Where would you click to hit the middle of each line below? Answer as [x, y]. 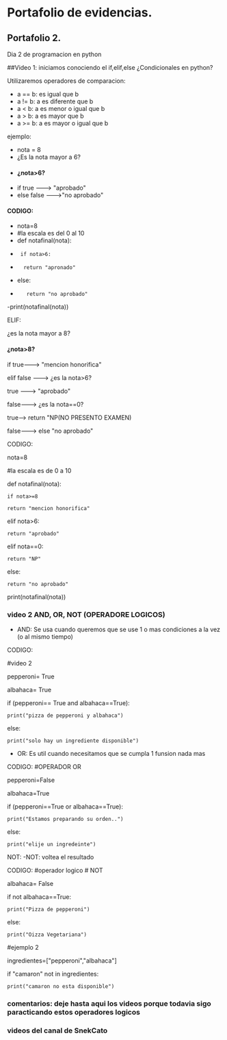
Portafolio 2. [34, 38]
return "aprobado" [33, 533]
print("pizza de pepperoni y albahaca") [66, 715]
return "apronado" [50, 268]
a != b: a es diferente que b [55, 101]
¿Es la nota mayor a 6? [49, 157]
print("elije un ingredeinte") [52, 844]
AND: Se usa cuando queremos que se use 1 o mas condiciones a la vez [119, 629]
